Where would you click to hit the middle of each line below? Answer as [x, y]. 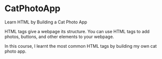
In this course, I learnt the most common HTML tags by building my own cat [81, 46]
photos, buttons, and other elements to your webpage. [59, 37]
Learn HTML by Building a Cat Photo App [46, 22]
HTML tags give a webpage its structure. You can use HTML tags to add [77, 31]
